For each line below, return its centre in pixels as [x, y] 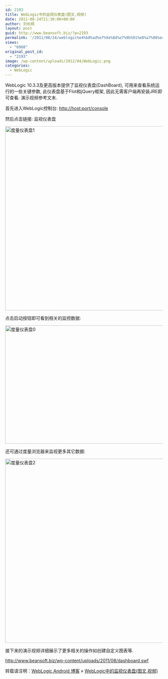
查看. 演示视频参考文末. [33, 98]
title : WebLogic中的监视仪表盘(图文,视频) [46, 15]
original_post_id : [24, 52]
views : [12, 43]
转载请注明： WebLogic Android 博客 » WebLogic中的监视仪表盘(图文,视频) [82, 671]
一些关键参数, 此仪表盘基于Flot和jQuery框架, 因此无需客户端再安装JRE [86, 91]
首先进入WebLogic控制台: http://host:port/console [57, 108]
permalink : [16, 38]
